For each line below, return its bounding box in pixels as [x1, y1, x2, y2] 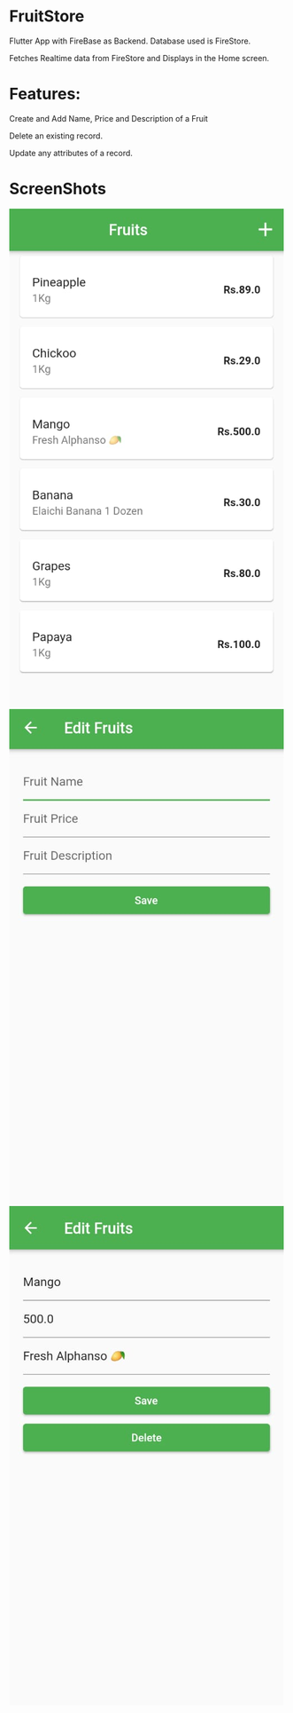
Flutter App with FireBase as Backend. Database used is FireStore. [9, 36, 251, 46]
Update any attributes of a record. [9, 147, 133, 158]
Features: [9, 84, 81, 104]
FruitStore [9, 6, 85, 27]
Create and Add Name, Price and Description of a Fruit [9, 113, 208, 123]
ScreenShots [9, 179, 106, 199]
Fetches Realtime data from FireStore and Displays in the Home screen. [9, 52, 270, 63]
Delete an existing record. [9, 130, 104, 141]
